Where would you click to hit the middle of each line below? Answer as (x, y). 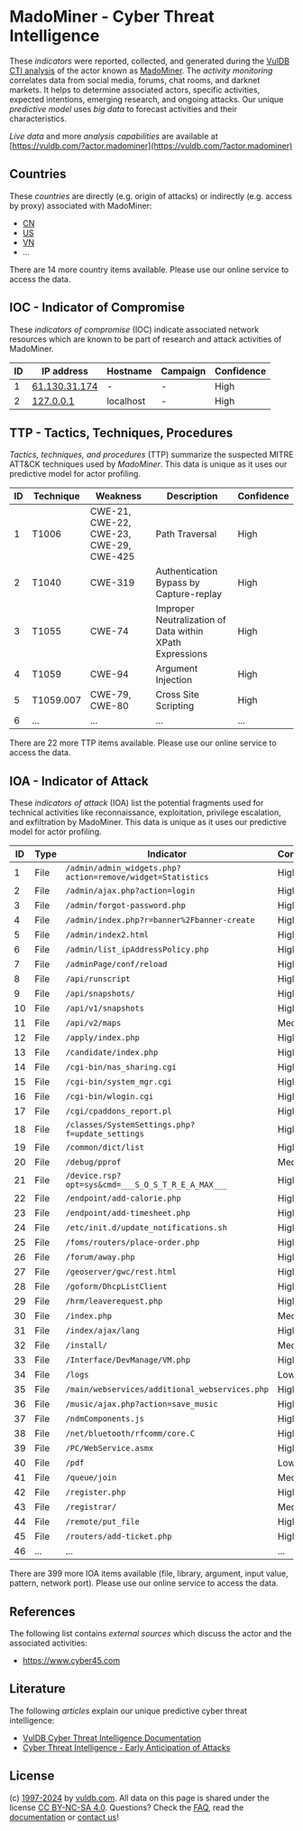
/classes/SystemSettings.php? (130, 1125)
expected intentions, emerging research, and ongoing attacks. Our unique (147, 99)
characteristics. (38, 119)
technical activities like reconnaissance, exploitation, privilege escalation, (145, 812)
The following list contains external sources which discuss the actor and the (151, 1633)
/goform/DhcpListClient (116, 1287)
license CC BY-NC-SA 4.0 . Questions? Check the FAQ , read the (127, 1807)
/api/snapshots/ (100, 994)
